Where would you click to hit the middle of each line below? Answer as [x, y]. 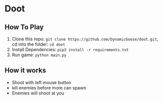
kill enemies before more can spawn [49, 88]
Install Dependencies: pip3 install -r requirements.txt [70, 50]
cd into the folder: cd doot [39, 44]
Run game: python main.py [39, 55]
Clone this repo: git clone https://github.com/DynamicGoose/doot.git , [85, 39]
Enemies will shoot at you [38, 93]
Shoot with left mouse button [41, 82]
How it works [25, 70]
